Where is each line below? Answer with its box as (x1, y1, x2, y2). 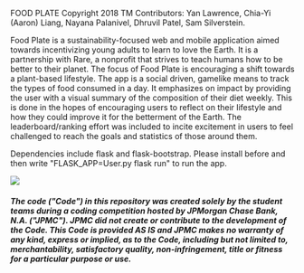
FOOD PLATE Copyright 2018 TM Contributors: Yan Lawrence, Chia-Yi (10, 8, 271, 18)
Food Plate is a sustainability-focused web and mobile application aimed (10, 35, 280, 45)
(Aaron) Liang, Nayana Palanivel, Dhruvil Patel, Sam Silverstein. (10, 17, 246, 28)
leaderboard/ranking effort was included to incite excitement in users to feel (10, 121, 293, 132)
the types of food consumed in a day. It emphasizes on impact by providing (10, 83, 292, 93)
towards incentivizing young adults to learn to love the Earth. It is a (10, 44, 259, 55)
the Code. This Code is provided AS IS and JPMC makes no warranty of (10, 224, 284, 235)
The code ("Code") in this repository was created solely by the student (10, 195, 283, 206)
